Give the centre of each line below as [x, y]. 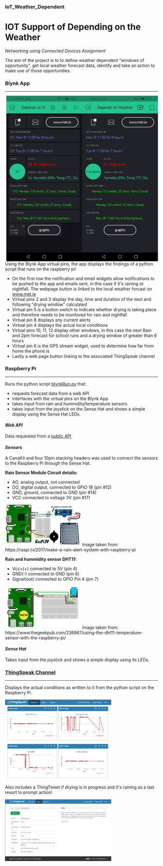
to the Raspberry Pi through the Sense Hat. [48, 463]
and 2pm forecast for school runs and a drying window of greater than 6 [84, 335]
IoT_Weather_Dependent [35, 7]
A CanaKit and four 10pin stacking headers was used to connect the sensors [81, 458]
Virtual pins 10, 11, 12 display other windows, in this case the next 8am [82, 330]
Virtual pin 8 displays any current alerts [51, 320]
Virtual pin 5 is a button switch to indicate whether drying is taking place [84, 309]
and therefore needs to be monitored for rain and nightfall [69, 315]
